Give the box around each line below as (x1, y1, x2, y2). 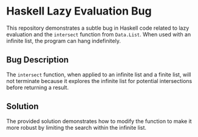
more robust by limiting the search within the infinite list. (6, 124, 147, 131)
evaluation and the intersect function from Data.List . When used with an (6, 30, 191, 38)
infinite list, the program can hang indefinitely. (6, 37, 121, 44)
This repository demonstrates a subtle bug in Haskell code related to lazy (6, 24, 189, 32)
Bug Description (6, 55, 69, 65)
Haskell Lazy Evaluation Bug (6, 4, 152, 18)
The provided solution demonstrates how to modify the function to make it (6, 117, 193, 125)
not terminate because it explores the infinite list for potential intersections (6, 77, 193, 84)
